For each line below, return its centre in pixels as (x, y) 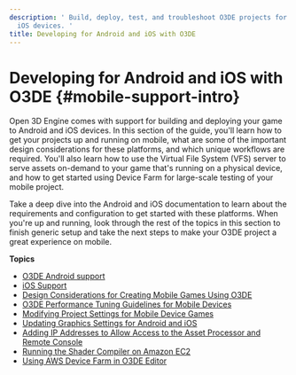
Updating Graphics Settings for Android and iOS (109, 324)
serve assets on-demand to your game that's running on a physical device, (146, 168)
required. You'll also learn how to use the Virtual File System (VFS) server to (148, 159)
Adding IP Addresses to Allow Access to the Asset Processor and (141, 332)
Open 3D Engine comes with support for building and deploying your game (146, 121)
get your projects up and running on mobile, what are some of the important (148, 140)
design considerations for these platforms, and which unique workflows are (147, 149)
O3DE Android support (63, 277)
